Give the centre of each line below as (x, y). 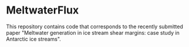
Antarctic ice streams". (34, 39)
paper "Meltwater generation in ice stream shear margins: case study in (93, 32)
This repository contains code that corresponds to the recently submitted (95, 26)
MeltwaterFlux (43, 10)
